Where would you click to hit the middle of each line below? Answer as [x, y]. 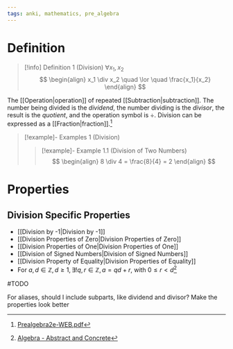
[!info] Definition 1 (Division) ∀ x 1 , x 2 [74, 68]
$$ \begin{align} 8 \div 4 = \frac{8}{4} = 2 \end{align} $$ [134, 162]
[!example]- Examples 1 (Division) [72, 137]
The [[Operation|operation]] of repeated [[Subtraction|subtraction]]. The [111, 101]
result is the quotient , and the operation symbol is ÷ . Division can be [105, 115]
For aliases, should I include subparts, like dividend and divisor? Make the [112, 297]
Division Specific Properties [69, 215]
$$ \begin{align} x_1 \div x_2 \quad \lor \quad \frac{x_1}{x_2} [125, 80]
